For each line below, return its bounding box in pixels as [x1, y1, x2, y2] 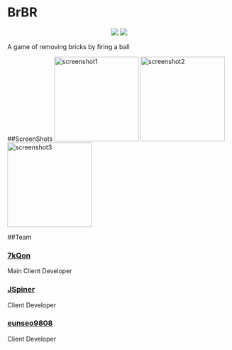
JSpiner [7, 285, 35, 295]
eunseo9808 [7, 318, 53, 328]
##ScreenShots [7, 134, 53, 143]
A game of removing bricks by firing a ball [7, 42, 130, 51]
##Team [7, 233, 32, 241]
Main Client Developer [7, 267, 72, 275]
